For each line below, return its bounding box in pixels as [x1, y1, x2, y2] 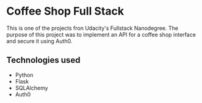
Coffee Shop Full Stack [6, 4, 124, 18]
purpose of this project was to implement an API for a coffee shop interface [6, 30, 197, 38]
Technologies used [6, 55, 81, 65]
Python [15, 71, 34, 79]
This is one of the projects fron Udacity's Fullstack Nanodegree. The [6, 24, 179, 32]
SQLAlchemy [15, 84, 48, 91]
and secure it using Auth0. [6, 37, 73, 44]
